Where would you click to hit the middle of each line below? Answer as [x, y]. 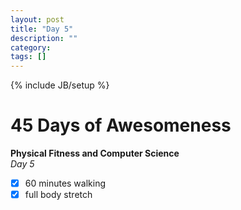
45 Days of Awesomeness [121, 125]
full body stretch [58, 195]
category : [31, 47]
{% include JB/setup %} [60, 85]
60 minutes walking [65, 183]
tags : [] [28, 57]
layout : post [37, 19]
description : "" [44, 38]
